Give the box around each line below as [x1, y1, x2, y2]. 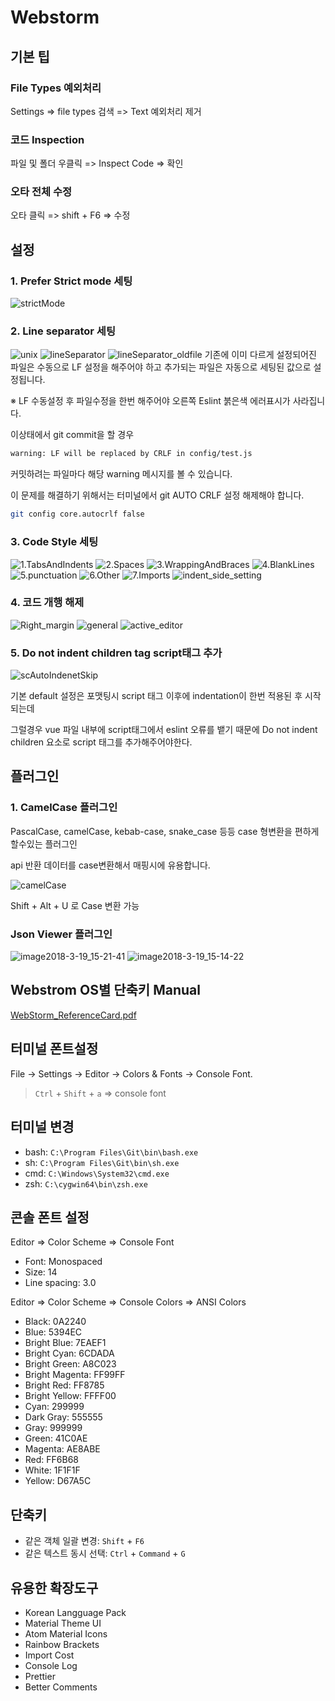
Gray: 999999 [24, 1422, 83, 1434]
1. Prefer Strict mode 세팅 [10, 274, 133, 288]
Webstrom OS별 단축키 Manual [10, 982, 201, 999]
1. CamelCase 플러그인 [10, 801, 118, 815]
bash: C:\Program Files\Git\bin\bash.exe [24, 1146, 199, 1158]
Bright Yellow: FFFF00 [24, 1390, 117, 1402]
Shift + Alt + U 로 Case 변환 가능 [10, 899, 140, 911]
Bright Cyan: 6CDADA [24, 1347, 115, 1360]
